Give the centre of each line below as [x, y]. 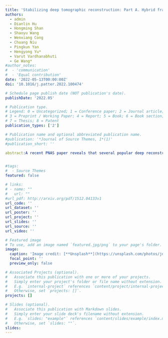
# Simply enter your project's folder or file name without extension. [84, 281]
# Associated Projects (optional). [42, 272]
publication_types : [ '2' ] [32, 125]
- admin [18, 19]
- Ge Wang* [21, 61]
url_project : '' [22, 217]
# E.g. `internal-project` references [48, 286]
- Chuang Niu [23, 42]
